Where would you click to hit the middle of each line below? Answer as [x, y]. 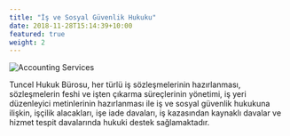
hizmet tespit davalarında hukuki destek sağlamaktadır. [110, 123]
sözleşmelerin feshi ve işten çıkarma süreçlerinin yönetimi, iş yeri [128, 94]
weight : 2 [27, 42]
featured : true [37, 34]
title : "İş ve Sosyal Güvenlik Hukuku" [83, 17]
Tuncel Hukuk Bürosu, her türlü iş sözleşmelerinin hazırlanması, [125, 84]
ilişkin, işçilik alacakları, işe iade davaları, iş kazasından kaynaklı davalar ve [145, 113]
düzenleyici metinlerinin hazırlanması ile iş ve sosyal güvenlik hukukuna [140, 104]
